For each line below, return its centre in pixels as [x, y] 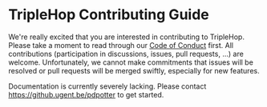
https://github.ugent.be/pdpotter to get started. [86, 94]
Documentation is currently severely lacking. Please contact [107, 86]
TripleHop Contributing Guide [109, 15]
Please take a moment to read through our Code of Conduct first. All [121, 45]
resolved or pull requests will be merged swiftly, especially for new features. [134, 70]
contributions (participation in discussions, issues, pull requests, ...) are [126, 53]
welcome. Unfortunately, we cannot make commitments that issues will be [131, 62]
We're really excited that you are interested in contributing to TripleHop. [126, 37]
